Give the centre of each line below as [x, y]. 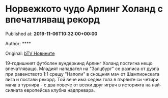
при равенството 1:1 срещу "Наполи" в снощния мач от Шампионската [82, 74]
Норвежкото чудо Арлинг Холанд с [84, 9]
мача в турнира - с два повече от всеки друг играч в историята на [78, 85]
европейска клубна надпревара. [59, 90]
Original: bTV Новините [30, 53]
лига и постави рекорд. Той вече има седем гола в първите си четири [82, 79]
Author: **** [18, 43]
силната [14, 90]
